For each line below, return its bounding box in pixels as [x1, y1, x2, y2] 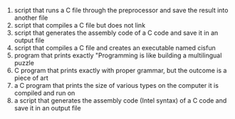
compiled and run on [14, 89, 75, 97]
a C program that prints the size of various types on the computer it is [14, 81, 219, 89]
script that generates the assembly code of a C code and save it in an [14, 28, 219, 37]
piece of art [14, 74, 48, 82]
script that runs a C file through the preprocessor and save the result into [14, 6, 229, 14]
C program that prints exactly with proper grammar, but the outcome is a [14, 67, 227, 74]
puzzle [14, 59, 34, 67]
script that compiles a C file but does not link [14, 21, 146, 29]
